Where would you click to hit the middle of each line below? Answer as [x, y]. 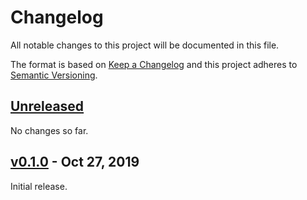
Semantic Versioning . [54, 75]
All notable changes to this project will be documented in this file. [145, 45]
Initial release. [39, 186]
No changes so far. [49, 130]
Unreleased [47, 106]
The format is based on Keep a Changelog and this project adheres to [154, 64]
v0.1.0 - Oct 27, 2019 [75, 162]
